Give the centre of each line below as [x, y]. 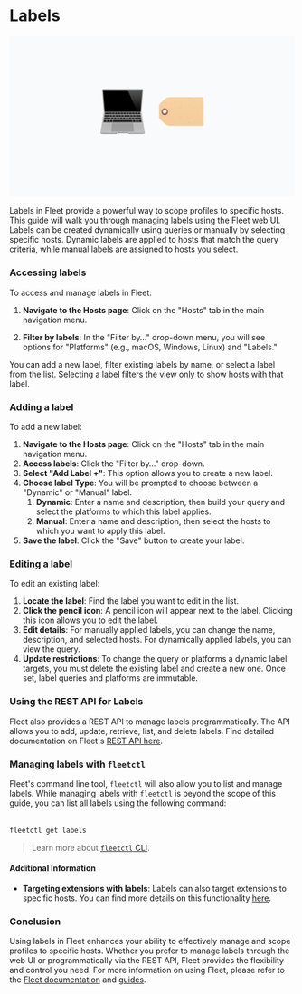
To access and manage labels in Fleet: [80, 292]
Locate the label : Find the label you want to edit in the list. [131, 601]
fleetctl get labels [48, 830]
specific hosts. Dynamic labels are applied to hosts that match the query [144, 240]
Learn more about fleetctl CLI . [91, 847]
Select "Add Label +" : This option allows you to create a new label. [148, 473]
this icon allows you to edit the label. [90, 620]
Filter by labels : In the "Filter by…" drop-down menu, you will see [144, 337]
